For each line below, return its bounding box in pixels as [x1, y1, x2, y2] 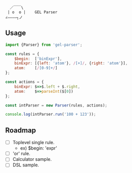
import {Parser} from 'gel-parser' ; [5, 42, 82, 47]
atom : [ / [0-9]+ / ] [14, 65, 58, 71]
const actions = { [5, 80, 44, 85]
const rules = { [5, 51, 39, 56]
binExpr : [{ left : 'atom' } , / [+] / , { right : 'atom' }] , [14, 61, 128, 66]
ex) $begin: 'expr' [20, 145, 57, 151]
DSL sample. [12, 162, 39, 168]
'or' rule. [12, 151, 30, 157]
